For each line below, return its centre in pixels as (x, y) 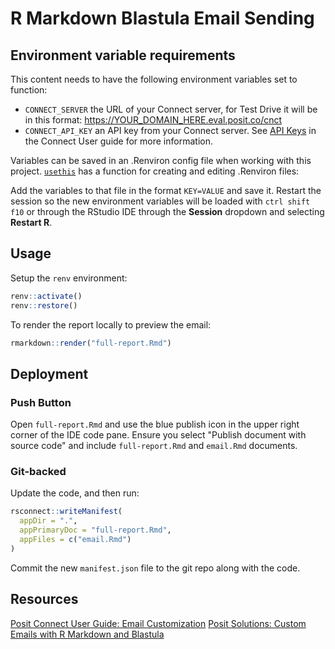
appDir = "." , (48, 521)
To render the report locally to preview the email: (111, 324)
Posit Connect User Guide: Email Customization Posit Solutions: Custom (158, 623)
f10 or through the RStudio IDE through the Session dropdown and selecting (167, 211)
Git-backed (38, 472)
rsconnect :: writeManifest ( (66, 512)
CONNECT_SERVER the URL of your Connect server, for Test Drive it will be (171, 109)
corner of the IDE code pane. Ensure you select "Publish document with (158, 435)
